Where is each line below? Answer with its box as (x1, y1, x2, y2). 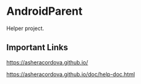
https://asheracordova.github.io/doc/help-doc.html (6, 71, 135, 78)
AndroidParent (6, 4, 83, 18)
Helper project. (6, 25, 45, 32)
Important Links (6, 42, 69, 53)
